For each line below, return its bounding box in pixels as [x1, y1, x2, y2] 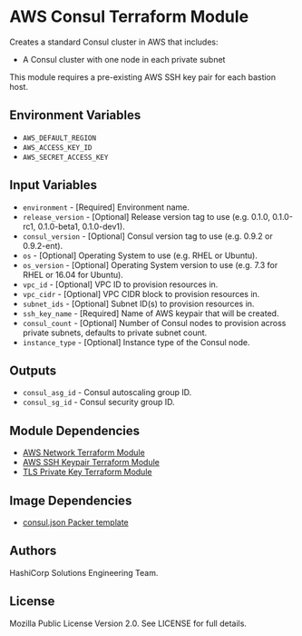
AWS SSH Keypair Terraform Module [22, 457, 161, 468]
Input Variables [9, 177, 98, 193]
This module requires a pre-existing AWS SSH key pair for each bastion [9, 71, 277, 83]
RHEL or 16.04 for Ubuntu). [22, 269, 124, 280]
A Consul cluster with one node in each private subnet [22, 54, 226, 65]
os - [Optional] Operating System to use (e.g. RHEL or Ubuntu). [22, 250, 258, 261]
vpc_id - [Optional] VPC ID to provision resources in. [22, 279, 219, 290]
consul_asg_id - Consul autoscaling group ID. [22, 387, 192, 398]
